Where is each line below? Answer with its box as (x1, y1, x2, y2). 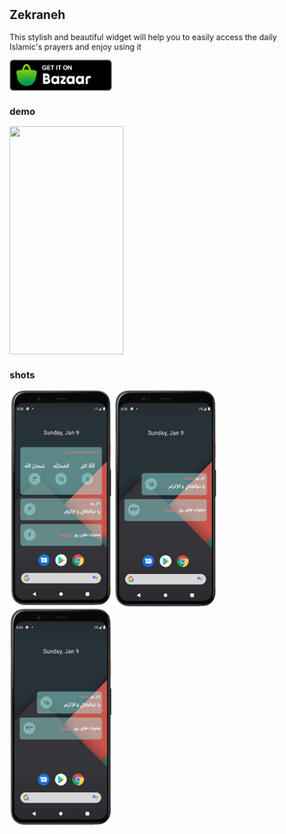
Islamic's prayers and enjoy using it (9, 41, 142, 52)
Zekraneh (9, 7, 66, 23)
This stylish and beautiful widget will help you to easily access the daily (9, 31, 278, 42)
